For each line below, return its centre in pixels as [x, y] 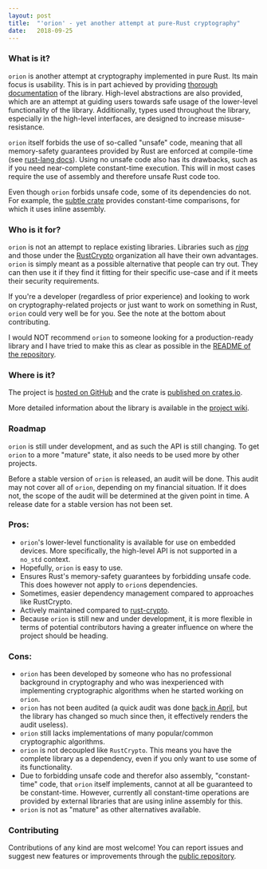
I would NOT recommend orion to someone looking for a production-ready [131, 337]
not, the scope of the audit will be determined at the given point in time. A [129, 496]
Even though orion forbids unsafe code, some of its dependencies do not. [130, 192]
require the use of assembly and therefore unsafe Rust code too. [114, 176]
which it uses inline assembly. [57, 209]
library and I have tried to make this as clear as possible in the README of [130, 345]
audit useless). [44, 725]
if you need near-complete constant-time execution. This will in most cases [132, 168]
